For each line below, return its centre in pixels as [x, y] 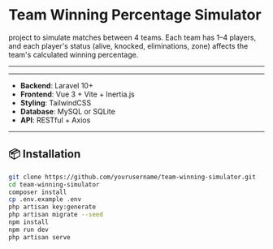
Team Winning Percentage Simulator [135, 15]
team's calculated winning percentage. [74, 54]
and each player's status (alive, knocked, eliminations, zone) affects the [128, 45]
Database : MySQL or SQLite [67, 111]
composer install [38, 192]
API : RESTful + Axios [55, 120]
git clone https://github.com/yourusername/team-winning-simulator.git [132, 177]
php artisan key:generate [52, 207]
